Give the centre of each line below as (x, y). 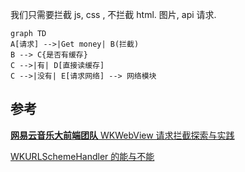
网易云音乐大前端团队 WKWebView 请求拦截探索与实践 (122, 135)
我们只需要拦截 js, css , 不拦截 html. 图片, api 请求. (113, 14)
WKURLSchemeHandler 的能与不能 (82, 156)
